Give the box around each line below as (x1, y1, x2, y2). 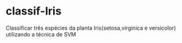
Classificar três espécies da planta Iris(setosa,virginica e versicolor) (5, 24, 177, 31)
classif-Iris (5, 4, 62, 18)
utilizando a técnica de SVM (5, 30, 76, 38)
